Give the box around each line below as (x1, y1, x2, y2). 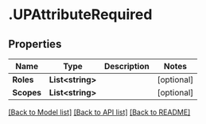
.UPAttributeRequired (8, 6, 153, 24)
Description (103, 61, 150, 72)
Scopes (12, 87, 42, 98)
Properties (8, 37, 62, 51)
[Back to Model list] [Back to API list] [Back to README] (8, 107, 191, 117)
